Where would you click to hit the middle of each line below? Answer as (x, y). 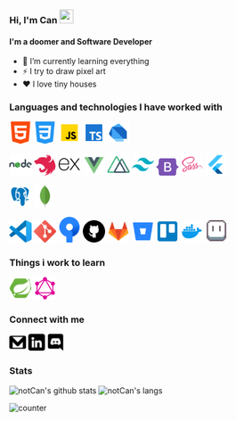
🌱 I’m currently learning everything (85, 62)
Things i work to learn (57, 262)
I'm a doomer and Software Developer (81, 41)
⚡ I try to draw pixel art (64, 71)
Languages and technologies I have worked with (116, 107)
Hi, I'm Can (33, 20)
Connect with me (47, 319)
